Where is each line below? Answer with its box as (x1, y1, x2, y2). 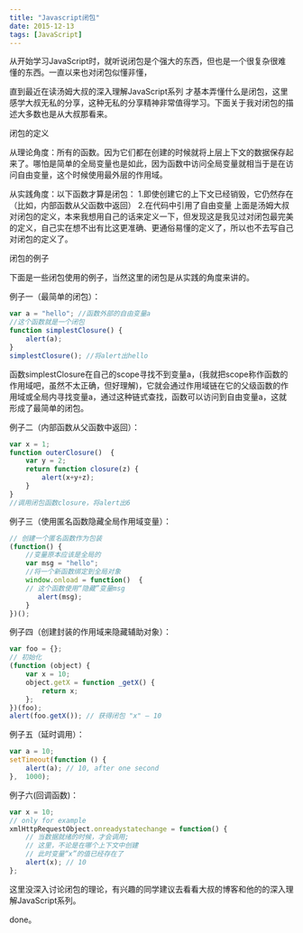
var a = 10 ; (9, 747, 54, 756)
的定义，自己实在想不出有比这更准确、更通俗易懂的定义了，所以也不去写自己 (9, 223, 294, 233)
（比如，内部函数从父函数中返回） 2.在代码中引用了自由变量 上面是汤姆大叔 (9, 200, 290, 211)
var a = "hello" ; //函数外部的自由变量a (9, 309, 151, 318)
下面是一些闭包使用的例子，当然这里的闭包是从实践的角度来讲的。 (9, 272, 254, 283)
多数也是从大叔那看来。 (24, 109, 113, 120)
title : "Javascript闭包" (9, 13, 100, 23)
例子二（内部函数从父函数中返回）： (9, 421, 140, 433)
